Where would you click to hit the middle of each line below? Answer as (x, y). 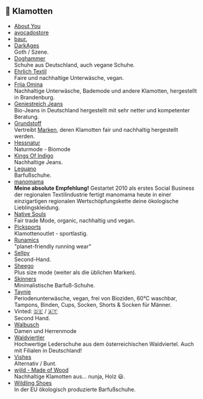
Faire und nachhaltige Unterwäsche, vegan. (69, 77)
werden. (24, 136)
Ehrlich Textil (30, 71)
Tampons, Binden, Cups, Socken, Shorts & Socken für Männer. (93, 304)
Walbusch (27, 325)
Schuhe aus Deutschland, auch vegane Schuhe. (74, 65)
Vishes (23, 357)
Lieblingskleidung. (37, 207)
